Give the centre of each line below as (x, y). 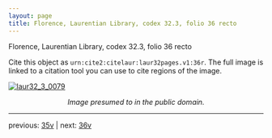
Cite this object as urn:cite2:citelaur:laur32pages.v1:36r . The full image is (136, 62)
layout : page (30, 16)
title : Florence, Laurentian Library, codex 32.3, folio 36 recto (123, 23)
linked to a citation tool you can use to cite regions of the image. (115, 70)
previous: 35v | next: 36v (50, 125)
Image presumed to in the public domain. (136, 102)
